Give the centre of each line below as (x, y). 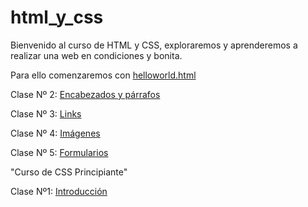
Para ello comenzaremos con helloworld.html (103, 75)
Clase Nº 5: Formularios (59, 152)
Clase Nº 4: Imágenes (55, 133)
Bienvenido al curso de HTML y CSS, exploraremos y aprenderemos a (154, 45)
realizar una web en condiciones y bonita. (96, 55)
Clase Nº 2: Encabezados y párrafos (85, 94)
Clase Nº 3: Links (46, 113)
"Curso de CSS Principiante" (69, 172)
